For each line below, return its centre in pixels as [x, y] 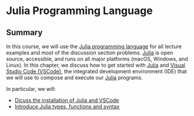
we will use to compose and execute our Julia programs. [74, 78]
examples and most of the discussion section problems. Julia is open [90, 53]
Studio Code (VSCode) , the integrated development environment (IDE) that [96, 71]
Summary [24, 33]
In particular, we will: [31, 89]
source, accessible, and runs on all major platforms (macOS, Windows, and [97, 59]
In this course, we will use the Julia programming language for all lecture [94, 46]
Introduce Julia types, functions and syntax [67, 106]
